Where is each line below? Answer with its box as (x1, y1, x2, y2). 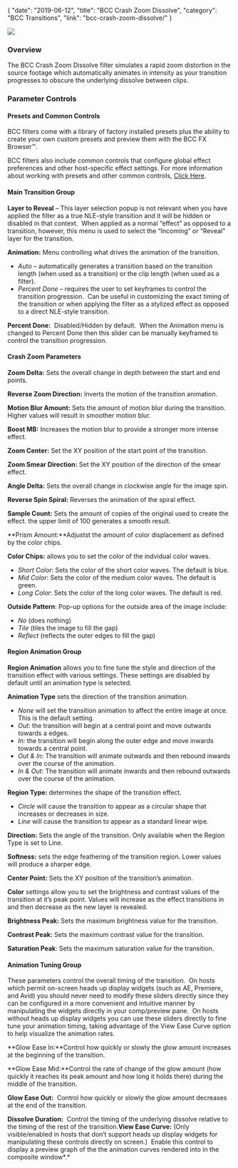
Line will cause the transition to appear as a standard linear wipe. (17, 817, 209, 826)
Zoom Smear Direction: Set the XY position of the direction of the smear (7, 460, 221, 468)
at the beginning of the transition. (7, 1051, 105, 1060)
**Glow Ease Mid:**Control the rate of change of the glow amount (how (7, 1065, 222, 1073)
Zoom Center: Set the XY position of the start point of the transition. (7, 446, 208, 455)
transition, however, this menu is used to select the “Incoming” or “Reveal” (7, 226, 226, 235)
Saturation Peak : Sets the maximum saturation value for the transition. (7, 944, 214, 953)
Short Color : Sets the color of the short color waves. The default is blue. (17, 565, 229, 574)
